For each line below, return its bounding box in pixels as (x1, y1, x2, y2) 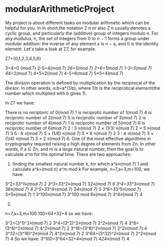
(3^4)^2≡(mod (5, 225, 34, 231)
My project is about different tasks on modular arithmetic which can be (5, 20, 150, 26)
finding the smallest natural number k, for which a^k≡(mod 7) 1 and (12, 161, 148, 167)
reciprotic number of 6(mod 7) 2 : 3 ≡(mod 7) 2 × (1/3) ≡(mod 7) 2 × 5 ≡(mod (5, 125, 161, 131)
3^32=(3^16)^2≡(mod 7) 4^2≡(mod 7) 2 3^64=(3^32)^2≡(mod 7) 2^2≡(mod (5, 230, 157, 236)
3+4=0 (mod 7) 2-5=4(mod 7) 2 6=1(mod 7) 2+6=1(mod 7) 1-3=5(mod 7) (5, 65, 152, 71)
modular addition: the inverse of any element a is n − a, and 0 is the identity (5, 40, 159, 46)
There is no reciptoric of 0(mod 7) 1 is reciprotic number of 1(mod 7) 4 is (5, 109, 152, 115)
